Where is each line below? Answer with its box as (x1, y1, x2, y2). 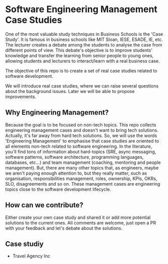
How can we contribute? (5, 201, 84, 209)
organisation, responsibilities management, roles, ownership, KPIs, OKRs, (5, 175, 157, 182)
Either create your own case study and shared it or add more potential (5, 214, 151, 221)
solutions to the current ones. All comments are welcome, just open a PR (5, 219, 156, 226)
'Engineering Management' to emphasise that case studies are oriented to (5, 138, 159, 144)
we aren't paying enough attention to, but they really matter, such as (5, 170, 147, 176)
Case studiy (5, 239, 44, 248)
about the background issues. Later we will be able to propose (5, 88, 135, 94)
